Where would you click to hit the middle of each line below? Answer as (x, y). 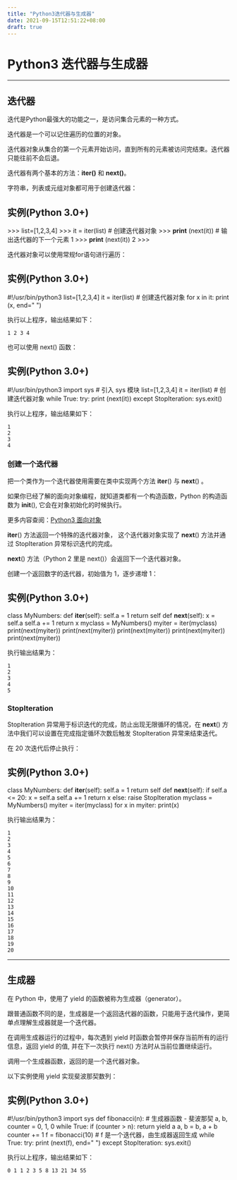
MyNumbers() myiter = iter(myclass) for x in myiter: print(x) (93, 805)
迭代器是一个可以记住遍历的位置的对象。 (66, 134)
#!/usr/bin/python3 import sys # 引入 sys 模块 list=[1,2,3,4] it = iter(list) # (113, 389)
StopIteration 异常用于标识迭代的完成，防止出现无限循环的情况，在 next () (114, 724)
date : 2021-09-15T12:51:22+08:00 (56, 20)
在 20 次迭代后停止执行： (44, 748)
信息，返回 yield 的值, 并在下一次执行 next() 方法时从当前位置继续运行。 (111, 1046)
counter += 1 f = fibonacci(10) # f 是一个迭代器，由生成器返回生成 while (111, 1135)
